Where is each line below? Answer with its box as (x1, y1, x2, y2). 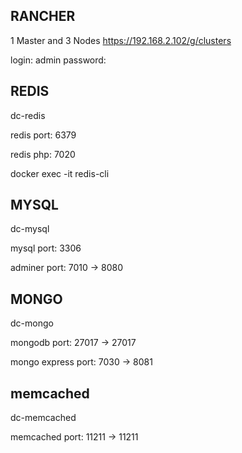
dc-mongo (10, 317, 54, 329)
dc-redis (10, 109, 46, 121)
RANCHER (10, 8, 76, 25)
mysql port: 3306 (10, 242, 82, 254)
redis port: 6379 (10, 129, 77, 141)
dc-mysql (10, 223, 50, 235)
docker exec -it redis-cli (10, 167, 110, 179)
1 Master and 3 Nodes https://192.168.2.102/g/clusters (10, 34, 232, 46)
